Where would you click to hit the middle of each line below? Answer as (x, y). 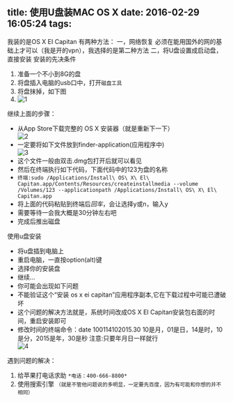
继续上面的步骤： (32, 113)
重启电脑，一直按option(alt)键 (59, 260)
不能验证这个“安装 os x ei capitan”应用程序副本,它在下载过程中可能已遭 (119, 295)
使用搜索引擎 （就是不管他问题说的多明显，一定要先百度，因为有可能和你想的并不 (119, 384)
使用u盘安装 (24, 236)
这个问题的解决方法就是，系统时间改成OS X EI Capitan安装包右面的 (113, 312)
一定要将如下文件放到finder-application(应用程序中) (91, 144)
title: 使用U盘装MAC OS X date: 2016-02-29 (103, 13)
